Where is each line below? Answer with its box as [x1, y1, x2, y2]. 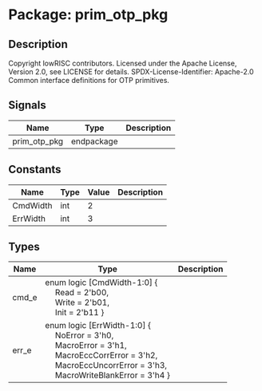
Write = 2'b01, [54, 297, 110, 308]
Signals [8, 98, 46, 113]
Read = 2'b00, [54, 287, 109, 298]
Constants [8, 163, 62, 176]
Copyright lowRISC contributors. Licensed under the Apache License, [8, 58, 237, 68]
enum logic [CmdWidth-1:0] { [45, 277, 158, 288]
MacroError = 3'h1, [54, 340, 128, 351]
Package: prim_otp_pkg [8, 6, 169, 24]
